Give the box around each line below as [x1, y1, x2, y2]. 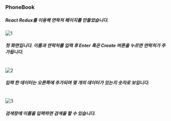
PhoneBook [5, 4, 35, 11]
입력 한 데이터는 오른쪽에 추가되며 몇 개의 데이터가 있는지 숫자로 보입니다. [5, 79, 149, 86]
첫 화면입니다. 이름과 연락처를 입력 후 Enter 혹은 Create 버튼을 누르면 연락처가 [5, 43, 160, 49]
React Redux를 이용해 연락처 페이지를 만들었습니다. [5, 17, 109, 23]
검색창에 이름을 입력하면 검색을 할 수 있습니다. [5, 110, 96, 116]
